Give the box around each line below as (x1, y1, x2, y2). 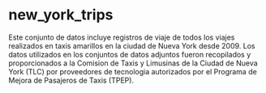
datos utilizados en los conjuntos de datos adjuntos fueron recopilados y (8, 49, 251, 59)
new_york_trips (8, 6, 114, 24)
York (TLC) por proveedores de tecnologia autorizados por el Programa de (8, 66, 257, 76)
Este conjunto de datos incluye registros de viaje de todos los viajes (8, 32, 235, 42)
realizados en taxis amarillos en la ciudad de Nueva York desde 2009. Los (8, 40, 255, 50)
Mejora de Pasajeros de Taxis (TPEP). (8, 75, 135, 85)
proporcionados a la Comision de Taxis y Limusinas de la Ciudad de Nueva (8, 58, 258, 68)
